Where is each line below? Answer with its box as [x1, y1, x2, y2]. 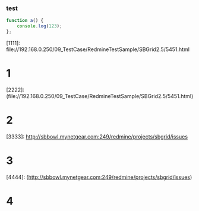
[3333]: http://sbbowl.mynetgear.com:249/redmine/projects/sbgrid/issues [6, 133, 188, 140]
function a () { [6, 18, 44, 24]
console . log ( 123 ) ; [17, 23, 62, 29]
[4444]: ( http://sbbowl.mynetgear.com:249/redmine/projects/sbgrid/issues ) [6, 174, 192, 181]
